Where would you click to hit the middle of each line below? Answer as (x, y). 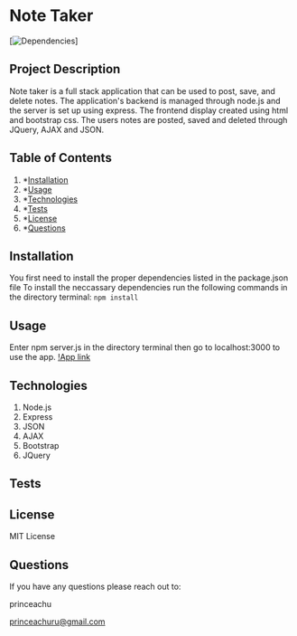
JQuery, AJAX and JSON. (57, 129)
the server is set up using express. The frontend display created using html (149, 110)
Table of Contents (61, 158)
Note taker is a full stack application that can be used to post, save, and (142, 90)
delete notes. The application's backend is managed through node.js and (145, 100)
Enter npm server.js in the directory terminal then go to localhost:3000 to (145, 347)
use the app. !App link (50, 357)
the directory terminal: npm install (74, 297)
